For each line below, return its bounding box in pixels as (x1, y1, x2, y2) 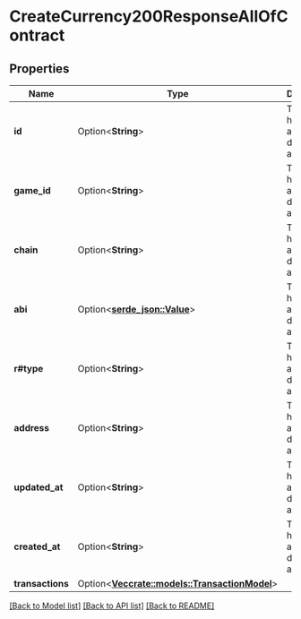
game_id (13, 185, 51, 196)
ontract (9, 25, 65, 46)
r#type (13, 363, 44, 374)
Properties (9, 61, 70, 76)
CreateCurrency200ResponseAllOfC (9, 6, 288, 27)
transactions (13, 578, 69, 589)
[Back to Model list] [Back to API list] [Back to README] (9, 600, 215, 611)
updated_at (13, 481, 64, 494)
